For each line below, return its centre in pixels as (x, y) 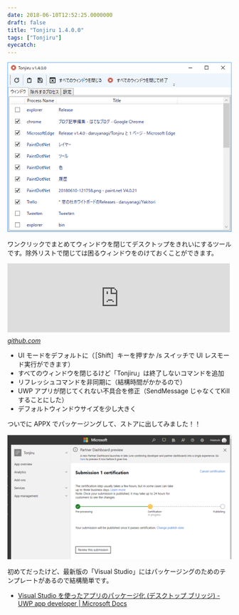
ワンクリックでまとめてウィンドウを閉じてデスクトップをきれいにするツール (119, 244)
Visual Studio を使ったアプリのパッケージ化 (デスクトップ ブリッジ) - (119, 596)
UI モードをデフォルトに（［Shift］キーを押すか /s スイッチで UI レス (117, 355)
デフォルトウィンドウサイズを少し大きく (77, 409)
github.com (24, 340)
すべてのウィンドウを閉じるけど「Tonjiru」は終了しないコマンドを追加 (121, 373)
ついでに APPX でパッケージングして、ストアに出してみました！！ (104, 424)
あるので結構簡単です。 (79, 581)
